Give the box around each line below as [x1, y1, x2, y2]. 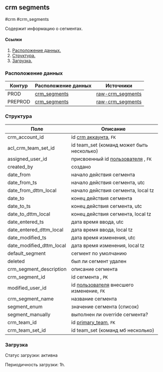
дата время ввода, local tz [71, 226, 133, 233]
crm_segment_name [7, 295, 54, 302]
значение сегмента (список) [71, 303, 139, 310]
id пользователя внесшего [71, 281, 134, 288]
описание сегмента [71, 265, 118, 272]
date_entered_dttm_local [7, 226, 64, 233]
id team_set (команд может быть [71, 141, 148, 148]
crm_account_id [7, 134, 44, 140]
